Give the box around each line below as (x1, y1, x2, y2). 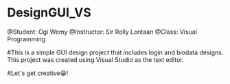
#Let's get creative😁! (7, 69, 69, 77)
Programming (7, 34, 46, 43)
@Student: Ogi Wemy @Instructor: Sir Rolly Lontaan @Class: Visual (7, 28, 198, 36)
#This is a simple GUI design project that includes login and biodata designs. (7, 48, 224, 56)
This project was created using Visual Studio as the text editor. (7, 55, 184, 63)
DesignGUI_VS (7, 5, 91, 21)
